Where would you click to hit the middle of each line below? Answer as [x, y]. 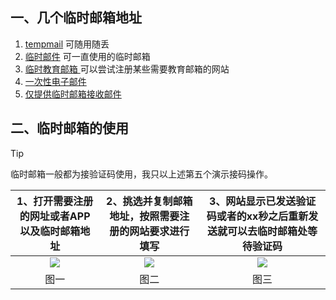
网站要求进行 [159, 231]
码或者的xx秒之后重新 [257, 216]
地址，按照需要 [144, 216]
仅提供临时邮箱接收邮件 [73, 94]
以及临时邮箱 [50, 231]
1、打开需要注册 [55, 201]
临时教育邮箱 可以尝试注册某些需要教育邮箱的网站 [127, 69]
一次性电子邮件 [55, 81]
